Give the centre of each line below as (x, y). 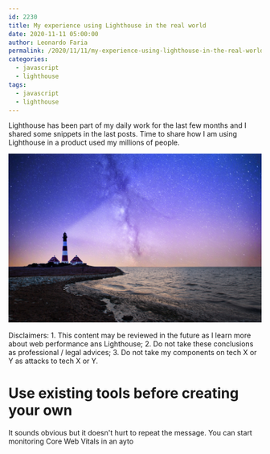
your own (41, 411)
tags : (17, 84)
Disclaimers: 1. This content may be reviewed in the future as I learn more (130, 335)
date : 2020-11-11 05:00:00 (53, 34)
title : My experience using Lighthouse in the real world (107, 25)
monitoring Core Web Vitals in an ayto (71, 441)
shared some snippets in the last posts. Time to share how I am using (123, 134)
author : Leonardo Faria (48, 43)
